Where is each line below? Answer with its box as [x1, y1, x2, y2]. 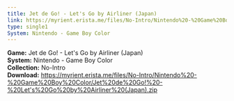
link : [7, 17, 23, 24]
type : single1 [7, 23, 49, 30]
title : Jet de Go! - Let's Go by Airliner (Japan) [7, 10, 157, 17]
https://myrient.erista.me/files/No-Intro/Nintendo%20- [40, 71, 197, 79]
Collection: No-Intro [7, 63, 66, 72]
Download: [7, 71, 40, 79]
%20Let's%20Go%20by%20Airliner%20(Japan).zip [7, 86, 158, 94]
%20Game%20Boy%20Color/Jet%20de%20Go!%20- [7, 78, 163, 87]
